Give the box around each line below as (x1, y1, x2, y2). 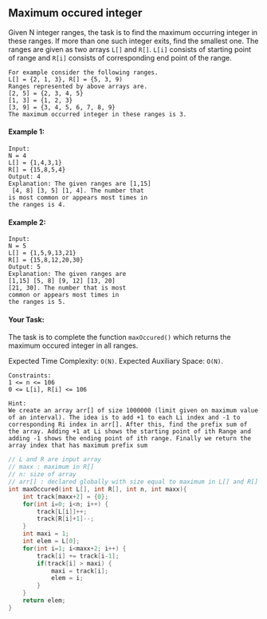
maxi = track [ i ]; (50, 566, 109, 575)
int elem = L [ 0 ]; (22, 538, 80, 546)
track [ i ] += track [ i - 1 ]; (37, 552, 120, 560)
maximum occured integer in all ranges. (8, 341, 139, 350)
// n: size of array (8, 471, 77, 479)
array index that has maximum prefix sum (8, 442, 148, 450)
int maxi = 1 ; (22, 530, 69, 538)
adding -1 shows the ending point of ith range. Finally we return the (8, 435, 251, 443)
